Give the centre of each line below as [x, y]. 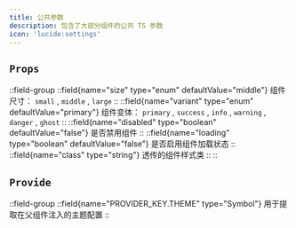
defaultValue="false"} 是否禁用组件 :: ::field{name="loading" [120, 133]
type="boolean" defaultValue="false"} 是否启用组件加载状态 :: [123, 144]
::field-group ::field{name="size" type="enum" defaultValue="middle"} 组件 [148, 90]
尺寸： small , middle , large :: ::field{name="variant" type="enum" [132, 101]
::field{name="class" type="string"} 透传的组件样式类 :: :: [113, 155]
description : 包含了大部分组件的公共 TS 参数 [86, 26]
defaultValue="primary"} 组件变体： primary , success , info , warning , [138, 113]
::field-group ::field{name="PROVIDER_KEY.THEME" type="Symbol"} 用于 [144, 204]
